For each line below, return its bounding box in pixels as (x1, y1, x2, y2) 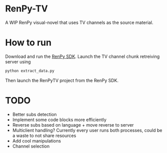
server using (5, 58, 31, 65)
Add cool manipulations (12, 138, 61, 144)
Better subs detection (12, 111, 57, 117)
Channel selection (12, 143, 50, 149)
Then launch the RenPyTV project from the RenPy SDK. (5, 77, 119, 83)
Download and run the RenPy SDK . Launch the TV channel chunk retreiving (5, 53, 160, 59)
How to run (5, 37, 52, 48)
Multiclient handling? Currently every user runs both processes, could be (12, 127, 163, 133)
